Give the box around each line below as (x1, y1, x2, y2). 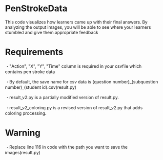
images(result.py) (5, 149, 41, 155)
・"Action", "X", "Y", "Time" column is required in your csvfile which (5, 63, 142, 69)
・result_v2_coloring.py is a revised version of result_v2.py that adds (5, 104, 143, 110)
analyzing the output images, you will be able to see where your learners (5, 24, 151, 30)
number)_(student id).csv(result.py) (5, 84, 77, 90)
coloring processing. (5, 110, 46, 116)
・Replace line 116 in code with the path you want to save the (5, 144, 128, 150)
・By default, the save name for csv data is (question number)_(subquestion (5, 79, 158, 84)
